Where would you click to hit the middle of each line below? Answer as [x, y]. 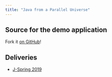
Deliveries [21, 57]
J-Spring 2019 [27, 70]
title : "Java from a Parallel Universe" [48, 10]
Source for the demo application [56, 30]
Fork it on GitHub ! [23, 42]
